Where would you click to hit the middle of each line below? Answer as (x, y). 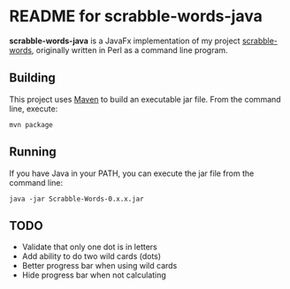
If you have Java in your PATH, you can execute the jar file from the (132, 173)
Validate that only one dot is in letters (89, 247)
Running (33, 152)
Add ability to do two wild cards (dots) (92, 256)
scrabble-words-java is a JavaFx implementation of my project (125, 41)
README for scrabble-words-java (136, 16)
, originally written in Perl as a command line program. (130, 49)
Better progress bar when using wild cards (99, 266)
